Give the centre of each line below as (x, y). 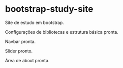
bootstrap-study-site (49, 9)
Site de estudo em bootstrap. (34, 23)
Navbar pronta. (20, 41)
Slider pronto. (19, 51)
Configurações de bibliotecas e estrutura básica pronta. (62, 32)
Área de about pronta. (27, 60)
